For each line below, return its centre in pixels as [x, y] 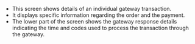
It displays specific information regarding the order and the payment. [98, 15]
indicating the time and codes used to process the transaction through [100, 28]
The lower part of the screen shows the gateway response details [94, 21]
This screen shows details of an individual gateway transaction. [92, 9]
